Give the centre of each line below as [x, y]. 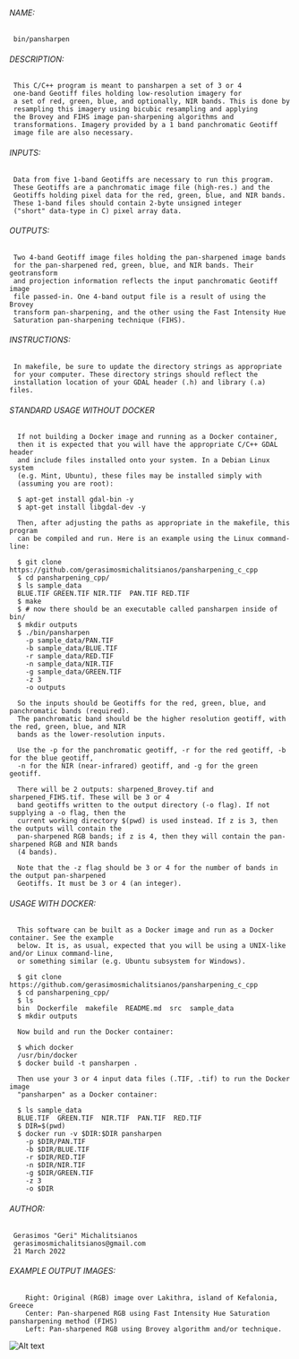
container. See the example [62, 938]
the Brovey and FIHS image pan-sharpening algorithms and [124, 117]
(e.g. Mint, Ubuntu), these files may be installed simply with [140, 476]
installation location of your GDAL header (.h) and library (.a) [140, 383]
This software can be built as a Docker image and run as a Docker [146, 930]
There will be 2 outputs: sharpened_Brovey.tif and [116, 790]
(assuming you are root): [66, 484]
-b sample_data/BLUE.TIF [72, 649]
